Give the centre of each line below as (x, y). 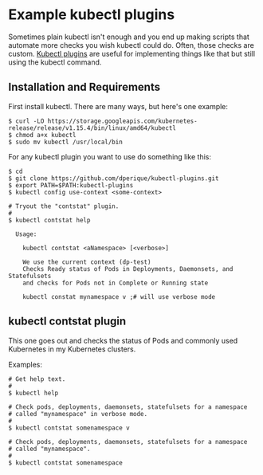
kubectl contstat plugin (67, 322)
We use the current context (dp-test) (87, 262)
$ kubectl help (33, 393)
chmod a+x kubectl (46, 135)
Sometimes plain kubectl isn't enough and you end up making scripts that (129, 37)
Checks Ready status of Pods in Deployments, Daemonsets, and (128, 269)
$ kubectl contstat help (49, 220)
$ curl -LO (26, 121)
